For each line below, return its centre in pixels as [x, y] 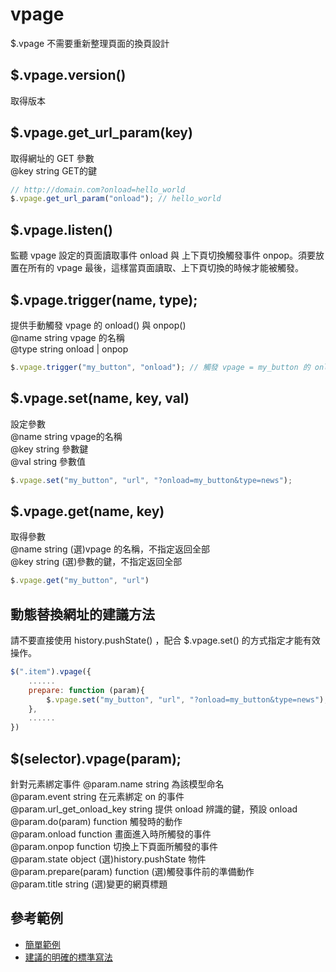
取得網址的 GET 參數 [52, 158]
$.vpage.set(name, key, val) [100, 398]
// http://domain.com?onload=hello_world [98, 189]
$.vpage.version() [68, 75]
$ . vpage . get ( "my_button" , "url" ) [80, 581]
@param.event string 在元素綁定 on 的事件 [97, 796]
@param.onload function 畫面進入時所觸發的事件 [111, 834]
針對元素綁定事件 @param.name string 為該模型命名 [117, 784]
